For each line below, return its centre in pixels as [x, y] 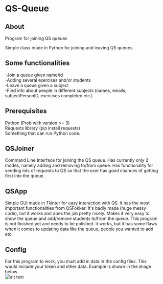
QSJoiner [20, 149]
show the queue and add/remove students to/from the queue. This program [81, 218]
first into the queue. [25, 176]
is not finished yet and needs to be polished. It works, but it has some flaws [81, 224]
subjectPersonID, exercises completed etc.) [49, 95]
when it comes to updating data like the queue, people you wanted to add [79, 229]
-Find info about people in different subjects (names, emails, [66, 90]
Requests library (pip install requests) [43, 128]
